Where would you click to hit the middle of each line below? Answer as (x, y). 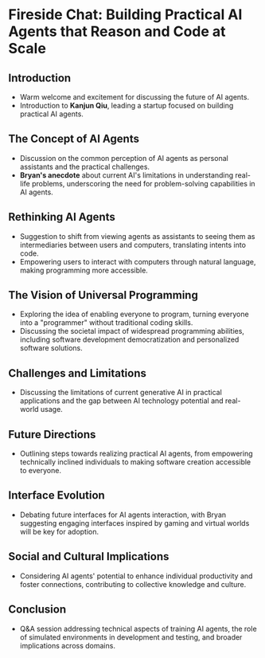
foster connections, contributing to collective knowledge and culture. (133, 584)
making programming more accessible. (84, 270)
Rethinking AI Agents (62, 217)
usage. (52, 409)
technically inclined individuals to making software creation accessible (135, 462)
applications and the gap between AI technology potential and (122, 401)
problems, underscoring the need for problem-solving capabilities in (144, 183)
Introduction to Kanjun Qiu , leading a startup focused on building (127, 106)
